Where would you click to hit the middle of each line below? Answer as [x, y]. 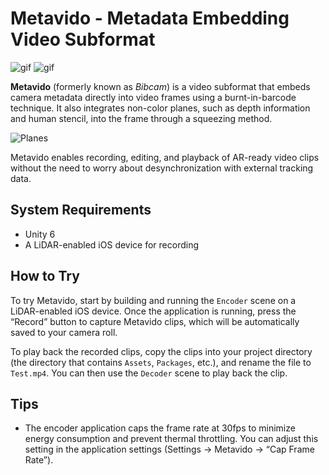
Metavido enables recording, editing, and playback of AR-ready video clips [165, 157]
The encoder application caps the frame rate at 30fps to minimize [160, 428]
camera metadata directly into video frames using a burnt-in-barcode [153, 97]
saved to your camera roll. [64, 332]
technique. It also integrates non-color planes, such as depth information [160, 108]
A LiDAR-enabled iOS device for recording [112, 244]
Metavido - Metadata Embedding [150, 18]
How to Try [45, 276]
